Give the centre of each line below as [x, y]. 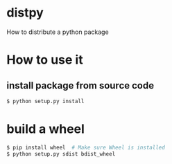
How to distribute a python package [58, 32]
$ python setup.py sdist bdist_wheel [61, 154]
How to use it [45, 60]
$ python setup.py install [45, 101]
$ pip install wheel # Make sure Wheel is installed [86, 147]
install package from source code [80, 85]
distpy [25, 13]
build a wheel [45, 129]
